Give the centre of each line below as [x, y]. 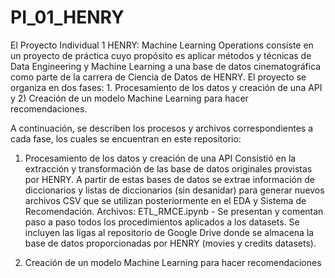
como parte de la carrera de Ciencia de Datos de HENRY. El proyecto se [158, 77]
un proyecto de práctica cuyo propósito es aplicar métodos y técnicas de [161, 55]
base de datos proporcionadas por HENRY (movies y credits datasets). [170, 243]
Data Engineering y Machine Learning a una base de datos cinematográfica [166, 66]
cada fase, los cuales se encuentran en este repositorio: [126, 138]
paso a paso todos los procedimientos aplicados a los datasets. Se [162, 222]
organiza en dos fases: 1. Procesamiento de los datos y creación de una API [166, 87]
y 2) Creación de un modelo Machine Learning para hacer [129, 98]
